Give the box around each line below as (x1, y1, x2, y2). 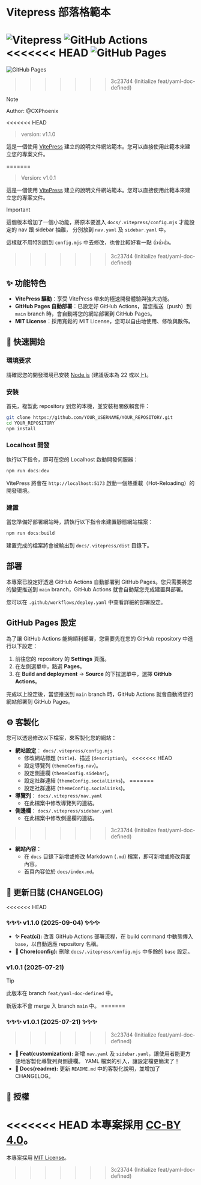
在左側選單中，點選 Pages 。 (14, 662, 85, 670)
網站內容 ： (14, 845, 42, 853)
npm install (6, 425, 36, 431)
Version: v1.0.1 (20, 174, 56, 181)
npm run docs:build (6, 530, 55, 537)
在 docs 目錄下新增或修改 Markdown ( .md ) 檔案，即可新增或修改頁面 (23, 853, 191, 860)
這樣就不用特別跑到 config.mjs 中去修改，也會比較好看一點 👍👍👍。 (6, 239, 175, 246)
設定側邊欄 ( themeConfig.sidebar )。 (23, 770, 112, 777)
